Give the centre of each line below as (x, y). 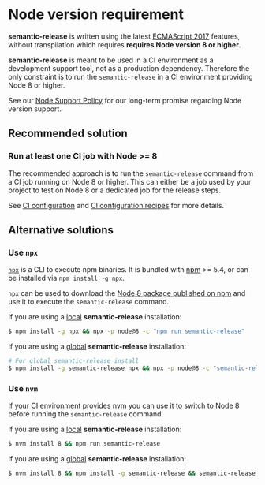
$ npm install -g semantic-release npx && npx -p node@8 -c (109, 368)
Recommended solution (68, 134)
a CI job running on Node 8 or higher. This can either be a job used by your (130, 181)
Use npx (23, 252)
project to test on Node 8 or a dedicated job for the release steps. (115, 190)
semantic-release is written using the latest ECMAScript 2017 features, (124, 36)
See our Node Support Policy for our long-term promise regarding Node (125, 100)
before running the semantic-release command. (86, 414)
